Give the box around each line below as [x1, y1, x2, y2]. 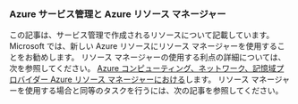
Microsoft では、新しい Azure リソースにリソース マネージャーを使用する [9, 41, 277, 52]
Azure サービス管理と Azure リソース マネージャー [9, 7, 226, 20]
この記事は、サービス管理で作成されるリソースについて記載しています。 [9, 29, 275, 41]
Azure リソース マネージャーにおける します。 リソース [50, 74, 250, 85]
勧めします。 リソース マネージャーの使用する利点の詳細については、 [32, 52, 286, 63]
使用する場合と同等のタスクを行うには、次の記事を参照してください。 [24, 85, 284, 96]
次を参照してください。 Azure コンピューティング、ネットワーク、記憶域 [9, 63, 277, 74]
